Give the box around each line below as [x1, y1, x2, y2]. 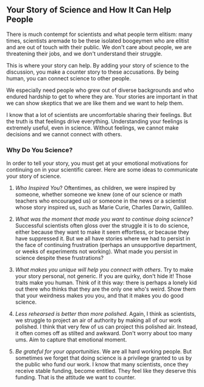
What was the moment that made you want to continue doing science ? [15, 215, 194, 223]
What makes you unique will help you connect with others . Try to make [15, 266, 194, 273]
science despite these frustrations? [15, 254, 104, 262]
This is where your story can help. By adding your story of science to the [6, 61, 189, 69]
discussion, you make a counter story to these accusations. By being [6, 68, 179, 75]
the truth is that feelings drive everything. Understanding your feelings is [6, 117, 189, 125]
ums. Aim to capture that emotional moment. [15, 336, 127, 343]
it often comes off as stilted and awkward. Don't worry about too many [15, 330, 193, 337]
